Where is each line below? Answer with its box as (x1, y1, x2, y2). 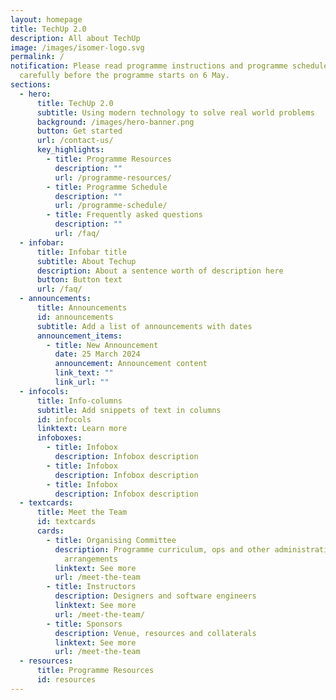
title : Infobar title (36, 247, 128, 257)
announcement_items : (36, 331, 123, 341)
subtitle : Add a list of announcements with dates (36, 321, 253, 331)
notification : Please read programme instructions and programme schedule (10, 61, 329, 71)
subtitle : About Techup (36, 256, 137, 266)
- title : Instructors (46, 582, 137, 592)
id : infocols (36, 414, 92, 425)
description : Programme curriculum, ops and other (54, 544, 271, 555)
